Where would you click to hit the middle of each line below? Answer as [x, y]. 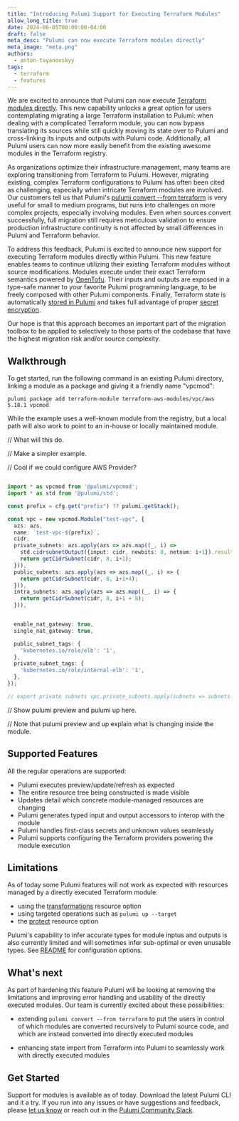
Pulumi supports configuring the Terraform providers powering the [115, 837]
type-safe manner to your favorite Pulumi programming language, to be [112, 287]
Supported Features [53, 754]
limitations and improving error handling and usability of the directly [106, 998]
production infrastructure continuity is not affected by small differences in [116, 228]
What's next [35, 972]
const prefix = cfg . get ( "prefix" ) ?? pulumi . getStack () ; [94, 506]
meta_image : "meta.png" [43, 47]
